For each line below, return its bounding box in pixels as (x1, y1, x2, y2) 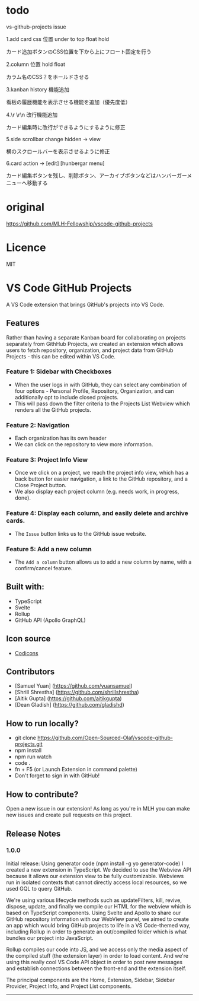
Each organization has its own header (14, 434, 107, 442)
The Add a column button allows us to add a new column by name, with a (14, 558, 192, 565)
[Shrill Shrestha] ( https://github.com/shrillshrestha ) (14, 689, 139, 696)
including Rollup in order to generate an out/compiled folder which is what (6, 928, 187, 935)
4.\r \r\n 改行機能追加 (6, 111, 58, 118)
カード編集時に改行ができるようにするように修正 (6, 123, 126, 131)
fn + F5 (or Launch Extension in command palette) (14, 766, 137, 773)
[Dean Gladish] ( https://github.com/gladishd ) (14, 701, 124, 708)
